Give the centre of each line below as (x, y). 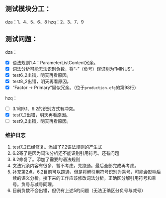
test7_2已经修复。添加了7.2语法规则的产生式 (57, 147)
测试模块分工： (28, 9)
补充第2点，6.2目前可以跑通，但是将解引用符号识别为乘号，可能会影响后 (87, 172)
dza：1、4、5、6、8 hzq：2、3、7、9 (44, 22)
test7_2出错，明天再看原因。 (41, 115)
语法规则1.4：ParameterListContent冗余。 (55, 62)
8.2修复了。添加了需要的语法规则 (46, 159)
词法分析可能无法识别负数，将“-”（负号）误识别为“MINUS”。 (75, 69)
